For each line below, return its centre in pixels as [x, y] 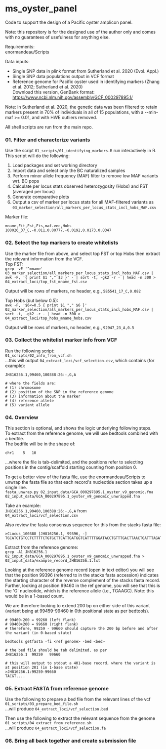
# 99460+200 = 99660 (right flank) [42, 624]
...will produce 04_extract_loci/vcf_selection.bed [57, 709]
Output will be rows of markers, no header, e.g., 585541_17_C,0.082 [73, 291]
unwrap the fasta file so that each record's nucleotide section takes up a [79, 482]
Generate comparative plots [41, 197]
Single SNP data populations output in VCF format [63, 76]
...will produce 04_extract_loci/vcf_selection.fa [56, 728]
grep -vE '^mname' [24, 269]
